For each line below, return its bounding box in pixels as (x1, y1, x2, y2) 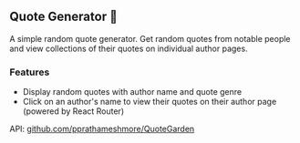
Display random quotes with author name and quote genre (22, 87, 243, 97)
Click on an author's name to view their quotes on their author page (22, 97, 277, 107)
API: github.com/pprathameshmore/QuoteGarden (9, 124, 195, 135)
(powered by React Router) (22, 106, 125, 117)
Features (9, 66, 50, 78)
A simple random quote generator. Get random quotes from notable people (9, 33, 291, 44)
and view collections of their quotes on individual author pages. (9, 43, 248, 54)
